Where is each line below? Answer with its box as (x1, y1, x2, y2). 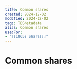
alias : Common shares (5, 25, 49, 30)
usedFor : (5, 30, 23, 34)
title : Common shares (5, 7, 49, 12)
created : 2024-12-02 (5, 12, 47, 17)
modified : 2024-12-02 (5, 16, 49, 21)
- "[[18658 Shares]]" (5, 34, 49, 39)
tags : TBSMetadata (5, 20, 42, 26)
